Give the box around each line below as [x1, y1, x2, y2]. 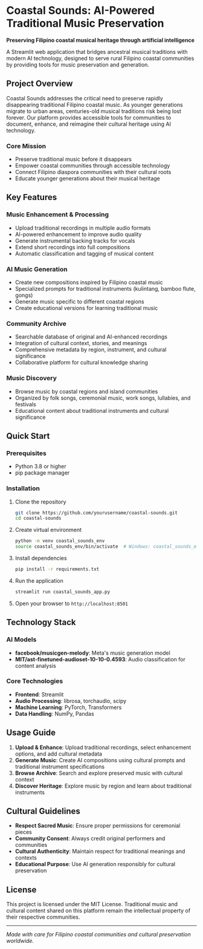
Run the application [14, 577, 63, 584]
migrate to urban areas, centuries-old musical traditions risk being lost [6, 107, 181, 115]
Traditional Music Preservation [6, 16, 164, 30]
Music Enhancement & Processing [6, 210, 109, 219]
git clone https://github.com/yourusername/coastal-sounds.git [14, 510, 178, 516]
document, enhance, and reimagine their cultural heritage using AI [6, 120, 171, 128]
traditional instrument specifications [14, 763, 105, 770]
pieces [14, 829, 32, 836]
